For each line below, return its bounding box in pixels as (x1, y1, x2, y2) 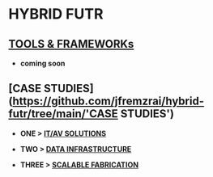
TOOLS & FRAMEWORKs (8, 37, 134, 51)
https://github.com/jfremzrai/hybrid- (11, 95, 205, 108)
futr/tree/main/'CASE (8, 107, 119, 121)
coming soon (19, 58, 66, 68)
